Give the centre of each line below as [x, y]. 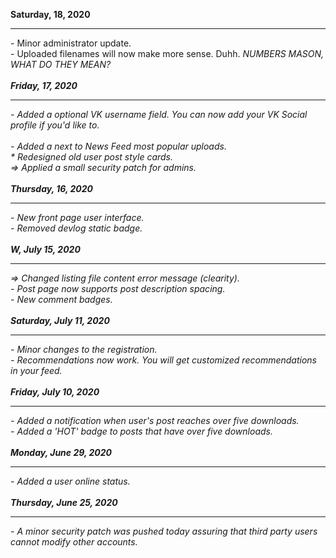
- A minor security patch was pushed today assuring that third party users [164, 531]
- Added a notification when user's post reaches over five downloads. [155, 420]
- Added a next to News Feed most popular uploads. [118, 146]
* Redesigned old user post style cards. [92, 157]
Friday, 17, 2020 [44, 85]
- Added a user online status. [70, 481]
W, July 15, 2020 [45, 249]
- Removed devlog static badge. [76, 228]
